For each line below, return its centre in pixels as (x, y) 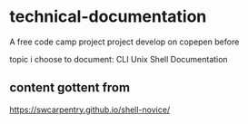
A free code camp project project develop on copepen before (124, 42)
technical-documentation (108, 17)
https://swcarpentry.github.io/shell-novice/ (90, 110)
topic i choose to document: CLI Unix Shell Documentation (119, 59)
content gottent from (69, 88)
